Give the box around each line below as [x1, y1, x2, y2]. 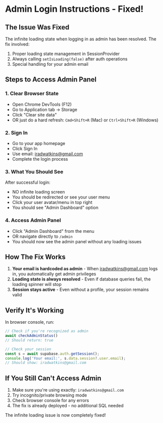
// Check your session [5, 346, 51, 352]
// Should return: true [5, 338, 54, 342]
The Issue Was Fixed [5, 23, 70, 31]
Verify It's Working [5, 306, 64, 314]
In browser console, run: [5, 319, 54, 325]
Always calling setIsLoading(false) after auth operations [12, 56, 128, 62]
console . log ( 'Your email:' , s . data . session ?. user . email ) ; [5, 356, 126, 361]
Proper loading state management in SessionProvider [12, 51, 120, 56]
